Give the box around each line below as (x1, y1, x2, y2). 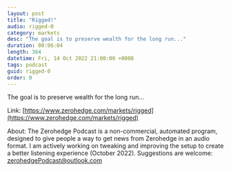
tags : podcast (7, 61, 48, 68)
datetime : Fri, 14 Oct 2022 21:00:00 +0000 (7, 55, 134, 62)
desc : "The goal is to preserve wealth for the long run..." (7, 36, 187, 43)
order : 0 (7, 74, 32, 81)
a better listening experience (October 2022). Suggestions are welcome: (7, 149, 213, 157)
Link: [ (7, 106, 26, 114)
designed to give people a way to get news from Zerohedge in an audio (7, 134, 210, 143)
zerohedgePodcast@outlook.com (7, 157, 103, 165)
